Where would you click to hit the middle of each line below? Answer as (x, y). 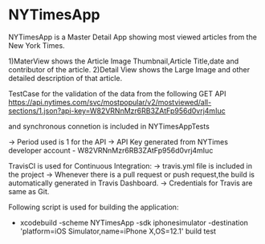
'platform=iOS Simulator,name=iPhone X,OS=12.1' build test (118, 231)
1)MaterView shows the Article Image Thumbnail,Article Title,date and (124, 61)
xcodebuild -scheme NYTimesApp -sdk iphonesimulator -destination (134, 222)
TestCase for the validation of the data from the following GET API (117, 93)
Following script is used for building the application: (94, 207)
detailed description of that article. (65, 78)
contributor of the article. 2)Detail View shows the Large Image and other (129, 69)
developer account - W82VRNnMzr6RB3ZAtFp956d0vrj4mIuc (111, 150)
